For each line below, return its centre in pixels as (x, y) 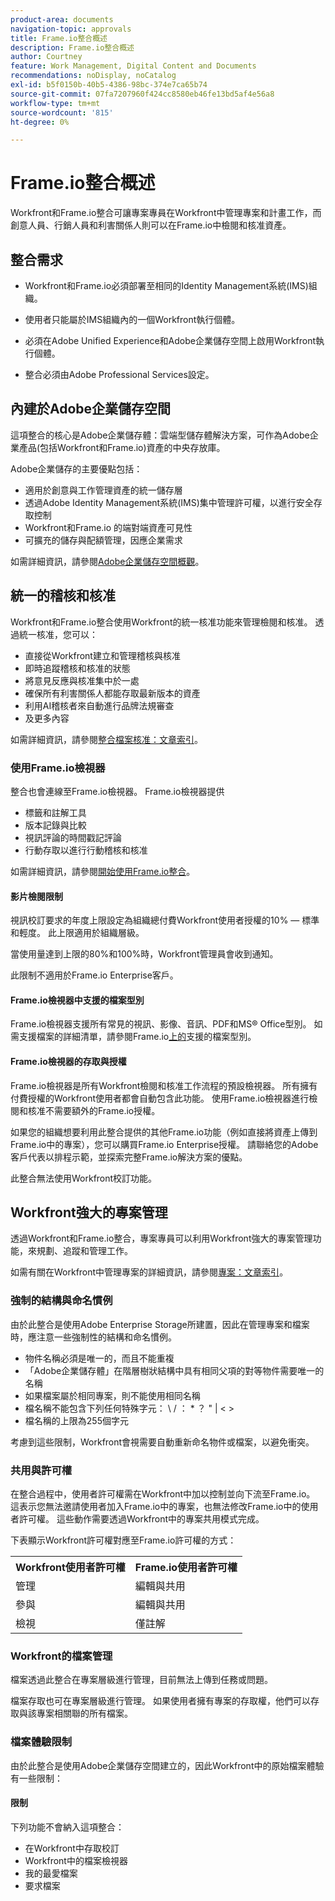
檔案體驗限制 (41, 1742)
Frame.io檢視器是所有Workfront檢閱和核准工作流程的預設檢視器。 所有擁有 (164, 1085)
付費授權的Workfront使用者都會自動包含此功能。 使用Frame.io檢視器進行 (160, 1098)
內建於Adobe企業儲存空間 (91, 409)
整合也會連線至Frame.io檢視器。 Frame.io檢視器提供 (117, 791)
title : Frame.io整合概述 (59, 38)
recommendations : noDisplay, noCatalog (93, 76)
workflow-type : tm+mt (55, 103)
